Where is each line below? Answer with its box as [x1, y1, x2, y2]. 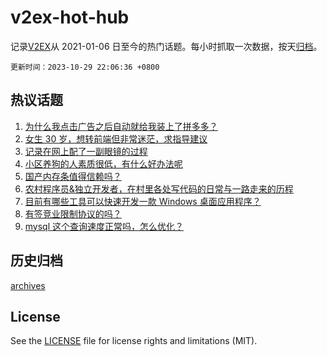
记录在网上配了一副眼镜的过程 [24, 145, 148, 157]
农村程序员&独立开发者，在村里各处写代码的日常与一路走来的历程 [24, 182, 294, 195]
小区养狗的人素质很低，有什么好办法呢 [24, 157, 183, 170]
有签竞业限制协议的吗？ [24, 207, 122, 220]
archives [10, 279, 46, 291]
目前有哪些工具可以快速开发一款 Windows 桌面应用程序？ [24, 195, 262, 207]
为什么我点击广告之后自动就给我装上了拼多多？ [24, 120, 218, 132]
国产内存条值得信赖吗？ [24, 170, 122, 182]
